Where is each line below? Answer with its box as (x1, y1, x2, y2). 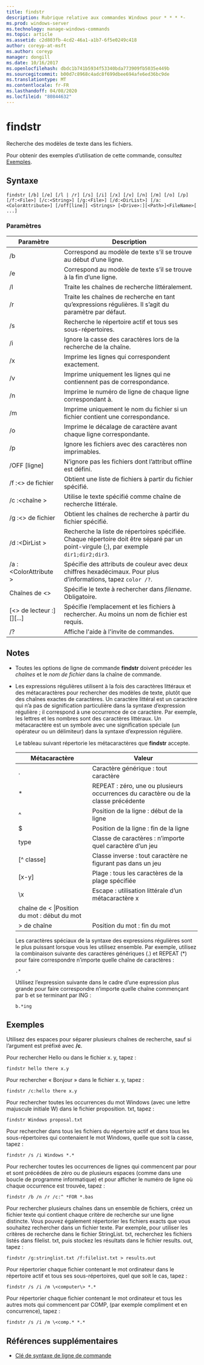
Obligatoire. (63, 592, 97, 601)
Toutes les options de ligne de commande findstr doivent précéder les (15, 664, 192, 671)
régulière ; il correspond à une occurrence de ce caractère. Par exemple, (15, 708, 197, 716)
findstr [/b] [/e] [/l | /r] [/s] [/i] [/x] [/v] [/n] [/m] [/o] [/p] (6, 192, 189, 198)
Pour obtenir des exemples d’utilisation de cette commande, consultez (6, 151, 182, 159)
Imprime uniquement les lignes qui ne (63, 370, 171, 378)
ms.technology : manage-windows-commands (6, 26, 110, 32)
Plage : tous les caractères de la (92, 869, 183, 877)
